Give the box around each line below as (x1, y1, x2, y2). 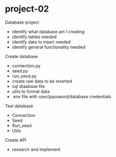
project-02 (5, 3, 49, 14)
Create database (5, 53, 39, 59)
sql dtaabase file (12, 83, 45, 89)
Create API (5, 137, 26, 143)
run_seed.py (12, 73, 37, 79)
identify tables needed (12, 34, 57, 40)
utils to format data (12, 88, 50, 94)
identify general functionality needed (12, 44, 86, 50)
